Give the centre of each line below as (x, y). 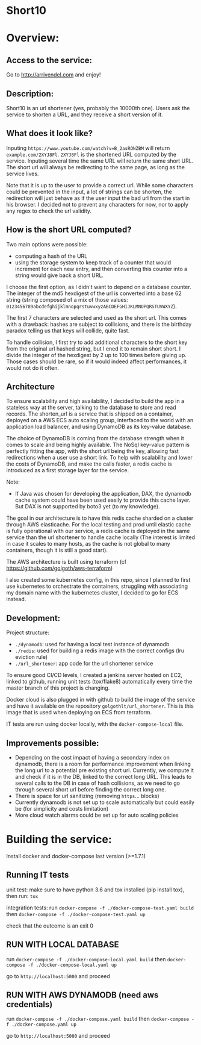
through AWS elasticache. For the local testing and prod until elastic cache (99, 525)
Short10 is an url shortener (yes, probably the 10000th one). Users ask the (98, 108)
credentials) (29, 1004)
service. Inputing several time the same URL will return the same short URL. (100, 161)
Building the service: (59, 839)
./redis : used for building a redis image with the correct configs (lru (100, 650)
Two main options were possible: (47, 244)
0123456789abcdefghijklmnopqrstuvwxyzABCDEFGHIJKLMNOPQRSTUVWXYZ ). (91, 306)
